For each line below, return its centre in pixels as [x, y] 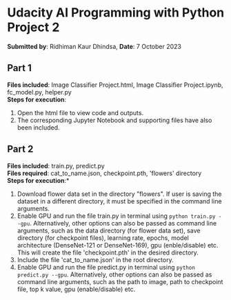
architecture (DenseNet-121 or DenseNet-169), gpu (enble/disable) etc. [118, 245]
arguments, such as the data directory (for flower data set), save [109, 230]
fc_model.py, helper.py [40, 92]
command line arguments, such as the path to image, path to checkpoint [120, 281]
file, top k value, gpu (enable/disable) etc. [76, 289]
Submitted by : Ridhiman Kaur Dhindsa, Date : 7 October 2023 [94, 46]
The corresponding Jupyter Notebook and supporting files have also [114, 120]
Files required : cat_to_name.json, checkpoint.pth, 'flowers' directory [104, 173]
